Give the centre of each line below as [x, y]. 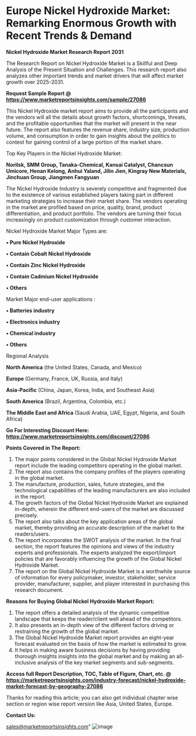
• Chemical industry [31, 333]
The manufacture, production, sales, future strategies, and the [90, 484]
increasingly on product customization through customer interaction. [89, 219]
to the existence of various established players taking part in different [90, 195]
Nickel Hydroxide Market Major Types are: [57, 231]
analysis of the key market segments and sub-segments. [106, 662]
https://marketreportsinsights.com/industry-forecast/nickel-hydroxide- [96, 680]
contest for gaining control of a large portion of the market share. [85, 142]
